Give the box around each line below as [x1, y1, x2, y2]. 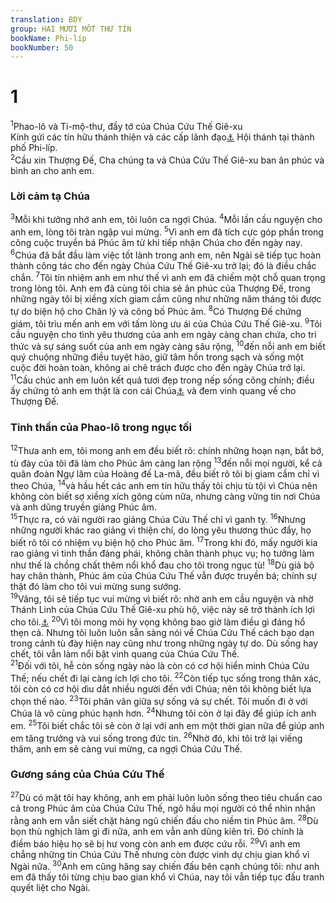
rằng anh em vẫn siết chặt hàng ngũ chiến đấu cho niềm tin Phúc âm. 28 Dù [10, 813, 319, 827]
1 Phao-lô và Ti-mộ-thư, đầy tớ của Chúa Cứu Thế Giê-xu [10, 119, 243, 132]
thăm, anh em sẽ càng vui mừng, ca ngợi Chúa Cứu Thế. [10, 742, 243, 755]
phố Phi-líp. [10, 141, 58, 153]
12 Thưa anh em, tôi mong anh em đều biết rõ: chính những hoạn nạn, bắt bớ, [10, 443, 325, 456]
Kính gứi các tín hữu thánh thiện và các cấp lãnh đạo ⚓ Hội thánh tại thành [10, 131, 315, 143]
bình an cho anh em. [10, 164, 95, 176]
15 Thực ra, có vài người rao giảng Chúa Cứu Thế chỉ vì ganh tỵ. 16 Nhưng [10, 512, 307, 525]
